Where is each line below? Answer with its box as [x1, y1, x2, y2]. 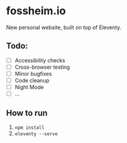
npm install [14, 125, 45, 131]
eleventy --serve [14, 131, 58, 137]
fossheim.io [6, 4, 66, 18]
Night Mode [14, 84, 44, 90]
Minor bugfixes [14, 70, 52, 77]
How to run [6, 108, 48, 118]
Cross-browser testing [14, 63, 70, 71]
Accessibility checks [14, 56, 65, 63]
